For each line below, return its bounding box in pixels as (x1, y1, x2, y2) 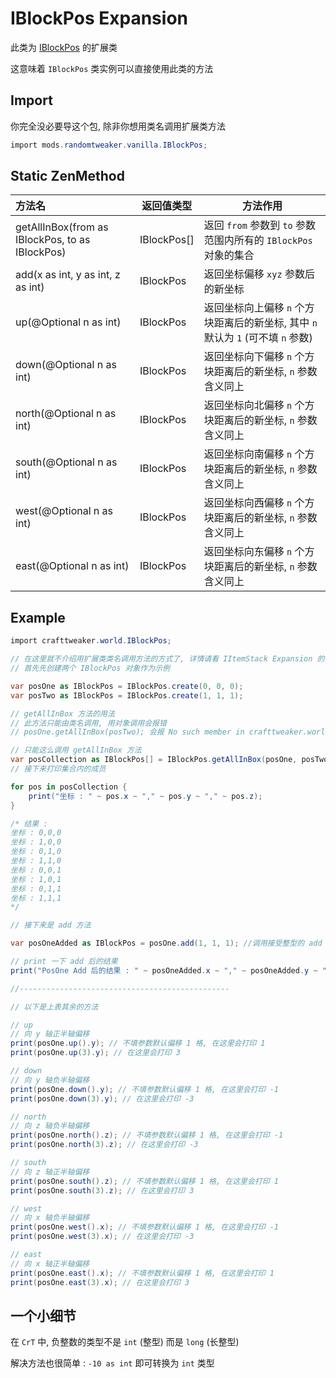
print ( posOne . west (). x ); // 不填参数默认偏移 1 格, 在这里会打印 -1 (10, 1222, 279, 1232)
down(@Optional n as (15, 358, 117, 372)
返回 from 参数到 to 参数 (203, 218, 317, 232)
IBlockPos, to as (15, 233, 91, 247)
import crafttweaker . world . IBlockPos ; (10, 636, 172, 646)
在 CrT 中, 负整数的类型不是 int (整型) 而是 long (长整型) (10, 1336, 240, 1348)
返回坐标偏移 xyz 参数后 (203, 267, 315, 281)
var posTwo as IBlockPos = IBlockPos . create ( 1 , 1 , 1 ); (10, 690, 244, 701)
